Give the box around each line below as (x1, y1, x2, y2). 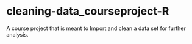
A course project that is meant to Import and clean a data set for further (6, 24, 186, 32)
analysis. (6, 31, 29, 38)
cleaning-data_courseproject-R (6, 4, 169, 18)
